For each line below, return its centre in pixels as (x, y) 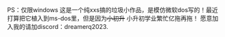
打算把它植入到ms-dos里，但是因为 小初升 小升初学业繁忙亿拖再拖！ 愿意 (110, 18)
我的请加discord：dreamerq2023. (60, 27)
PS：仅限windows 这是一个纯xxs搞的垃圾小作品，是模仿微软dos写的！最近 (113, 10)
